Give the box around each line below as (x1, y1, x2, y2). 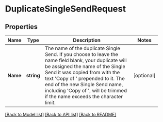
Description (73, 37, 101, 43)
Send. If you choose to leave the (45, 51, 118, 57)
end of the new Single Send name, (45, 81, 123, 88)
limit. (45, 99, 56, 106)
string (26, 72, 40, 79)
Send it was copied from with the (45, 69, 120, 76)
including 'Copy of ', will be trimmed (45, 87, 127, 94)
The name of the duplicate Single (45, 45, 120, 52)
